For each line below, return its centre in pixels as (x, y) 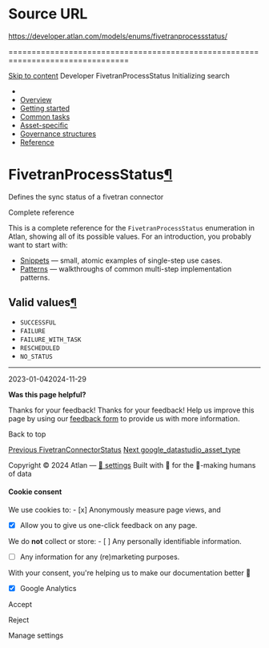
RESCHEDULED (40, 348)
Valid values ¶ (43, 302)
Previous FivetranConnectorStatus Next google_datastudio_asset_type (124, 449)
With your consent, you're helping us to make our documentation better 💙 (129, 573)
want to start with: (38, 244)
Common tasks (45, 116)
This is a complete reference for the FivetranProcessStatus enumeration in (131, 227)
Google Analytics (48, 589)
